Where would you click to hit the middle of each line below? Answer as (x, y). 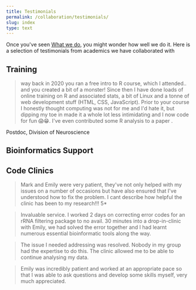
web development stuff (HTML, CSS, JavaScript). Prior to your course (105, 102)
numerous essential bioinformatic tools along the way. (86, 234)
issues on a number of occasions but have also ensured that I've (99, 191)
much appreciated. (43, 281)
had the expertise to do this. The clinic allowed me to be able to (97, 251)
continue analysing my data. (55, 257)
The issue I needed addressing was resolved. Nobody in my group (101, 245)
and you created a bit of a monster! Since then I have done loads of (102, 90)
